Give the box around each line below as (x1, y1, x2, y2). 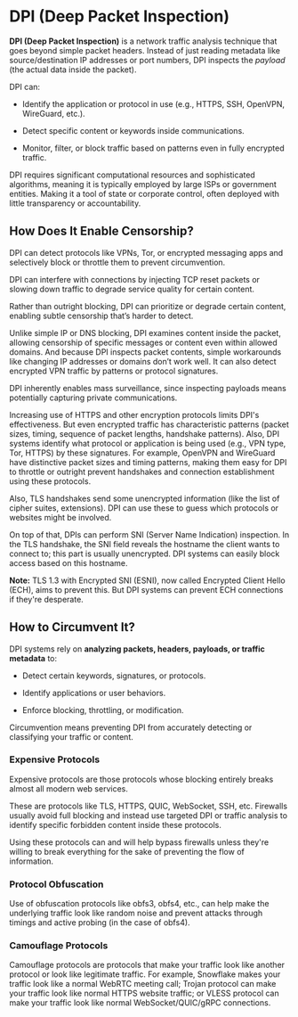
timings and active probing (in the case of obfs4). (9, 917, 190, 928)
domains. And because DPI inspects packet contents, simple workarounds (9, 346, 282, 357)
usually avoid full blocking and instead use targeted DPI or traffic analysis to (9, 809, 287, 821)
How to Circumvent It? (9, 619, 136, 635)
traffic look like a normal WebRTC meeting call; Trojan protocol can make (9, 979, 277, 989)
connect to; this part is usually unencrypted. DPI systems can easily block (9, 548, 280, 559)
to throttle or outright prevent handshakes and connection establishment (9, 466, 275, 477)
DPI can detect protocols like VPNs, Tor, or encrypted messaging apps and (9, 247, 284, 258)
